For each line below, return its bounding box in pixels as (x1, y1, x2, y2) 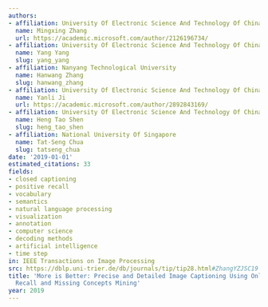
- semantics (8, 197, 48, 205)
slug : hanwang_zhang (15, 78, 84, 86)
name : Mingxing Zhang (15, 26, 88, 34)
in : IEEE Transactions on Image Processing (8, 257, 156, 265)
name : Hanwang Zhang (15, 71, 84, 79)
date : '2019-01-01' (8, 153, 73, 161)
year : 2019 (8, 287, 45, 295)
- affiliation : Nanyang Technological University (8, 64, 177, 72)
